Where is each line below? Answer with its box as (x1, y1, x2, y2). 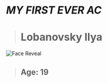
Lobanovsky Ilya (20, 31, 103, 44)
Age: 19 (20, 67, 49, 77)
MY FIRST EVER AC (6, 4, 102, 17)
